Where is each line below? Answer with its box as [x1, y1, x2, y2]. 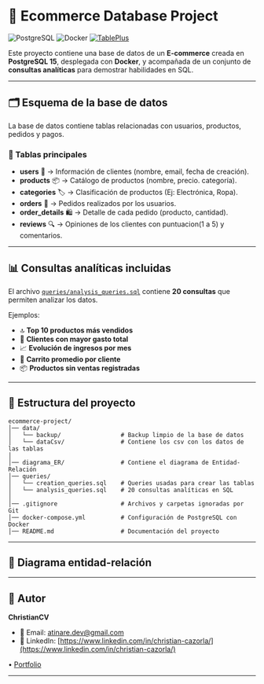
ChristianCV [8, 612, 49, 622]
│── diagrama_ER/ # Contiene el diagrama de [8, 458, 210, 466]
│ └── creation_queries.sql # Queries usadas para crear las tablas [8, 479, 255, 487]
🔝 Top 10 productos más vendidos [19, 325, 134, 335]
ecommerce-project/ [8, 417, 72, 425]
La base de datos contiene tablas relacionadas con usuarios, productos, [8, 121, 242, 131]
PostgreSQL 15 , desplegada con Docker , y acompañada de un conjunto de [8, 57, 251, 66]
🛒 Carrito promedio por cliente [19, 354, 121, 364]
